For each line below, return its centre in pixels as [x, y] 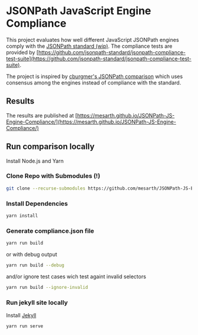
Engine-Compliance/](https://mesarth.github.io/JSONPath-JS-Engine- [91, 122]
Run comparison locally [50, 147]
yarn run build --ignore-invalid [47, 287]
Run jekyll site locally [37, 303]
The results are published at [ [42, 115]
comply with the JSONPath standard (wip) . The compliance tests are [89, 46]
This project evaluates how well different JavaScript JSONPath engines [93, 40]
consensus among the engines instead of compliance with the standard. [94, 82]
